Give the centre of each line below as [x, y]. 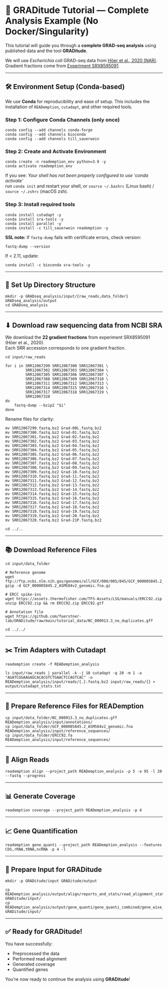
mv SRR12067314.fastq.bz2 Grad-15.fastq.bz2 [52, 494]
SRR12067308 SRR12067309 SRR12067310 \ [67, 379]
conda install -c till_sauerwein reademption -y [57, 228]
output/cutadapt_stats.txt [33, 686]
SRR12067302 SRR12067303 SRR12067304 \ [67, 370]
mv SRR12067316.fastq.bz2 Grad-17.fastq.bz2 [52, 503]
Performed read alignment [39, 958]
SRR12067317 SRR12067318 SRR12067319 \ [67, 392]
